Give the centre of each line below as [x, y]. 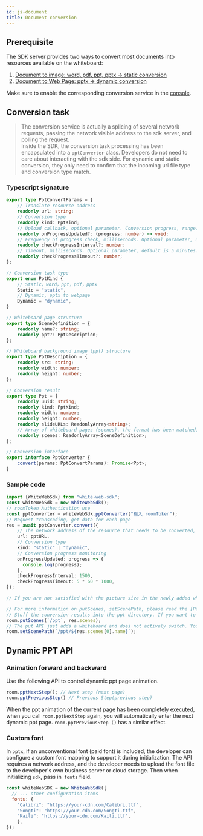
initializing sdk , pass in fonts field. [49, 777]
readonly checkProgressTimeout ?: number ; [70, 256]
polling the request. [45, 139]
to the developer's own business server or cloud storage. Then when [92, 771]
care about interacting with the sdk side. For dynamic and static [100, 159]
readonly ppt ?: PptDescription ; [58, 335]
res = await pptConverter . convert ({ [52, 525]
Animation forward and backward [56, 667]
